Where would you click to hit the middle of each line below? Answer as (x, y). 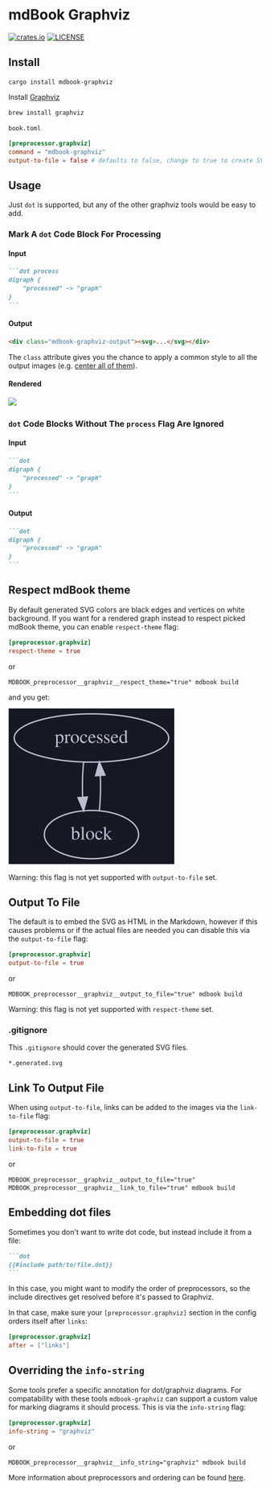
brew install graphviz (46, 113)
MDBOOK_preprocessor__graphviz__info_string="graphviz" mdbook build (127, 1463)
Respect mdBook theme (70, 590)
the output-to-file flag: (48, 939)
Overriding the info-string (76, 1370)
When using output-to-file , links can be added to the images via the (123, 1108)
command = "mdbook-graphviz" (57, 152)
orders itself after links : (48, 1321)
